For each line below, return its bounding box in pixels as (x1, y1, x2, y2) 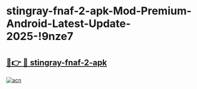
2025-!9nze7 (6, 30, 74, 43)
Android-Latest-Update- (6, 17, 131, 30)
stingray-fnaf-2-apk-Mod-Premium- (6, 4, 192, 18)
